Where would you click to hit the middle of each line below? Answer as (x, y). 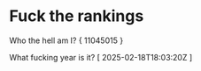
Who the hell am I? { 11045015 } (66, 40)
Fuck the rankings (77, 16)
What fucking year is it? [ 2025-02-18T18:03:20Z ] (101, 57)
